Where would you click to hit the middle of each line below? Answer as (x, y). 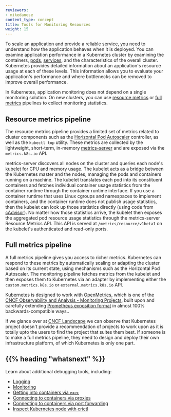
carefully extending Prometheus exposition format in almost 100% (75, 305)
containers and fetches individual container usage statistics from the (78, 185)
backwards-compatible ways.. (37, 311)
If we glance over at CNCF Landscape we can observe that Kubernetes (81, 321)
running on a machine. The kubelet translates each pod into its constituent (84, 179)
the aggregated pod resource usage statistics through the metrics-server (83, 218)
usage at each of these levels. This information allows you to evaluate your (84, 71)
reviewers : (17, 10)
